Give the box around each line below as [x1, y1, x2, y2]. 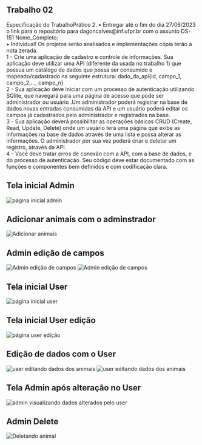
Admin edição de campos [6, 248, 104, 258]
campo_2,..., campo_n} [6, 79, 64, 86]
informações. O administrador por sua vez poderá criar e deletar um [6, 137, 177, 144]
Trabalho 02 [6, 5, 53, 15]
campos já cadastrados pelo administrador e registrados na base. [6, 111, 170, 118]
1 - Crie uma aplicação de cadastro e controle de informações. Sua [6, 53, 173, 60]
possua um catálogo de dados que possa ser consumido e [6, 66, 153, 73]
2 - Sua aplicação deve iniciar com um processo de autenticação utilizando [6, 85, 195, 93]
